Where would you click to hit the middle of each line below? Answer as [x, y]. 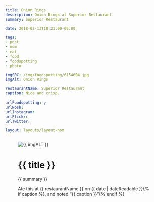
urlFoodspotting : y [26, 103]
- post [12, 42]
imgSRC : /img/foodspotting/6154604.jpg [47, 75]
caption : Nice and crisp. [32, 93]
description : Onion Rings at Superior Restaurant [59, 15]
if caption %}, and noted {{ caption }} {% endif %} [71, 194]
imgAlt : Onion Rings [27, 80]
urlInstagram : [20, 112]
